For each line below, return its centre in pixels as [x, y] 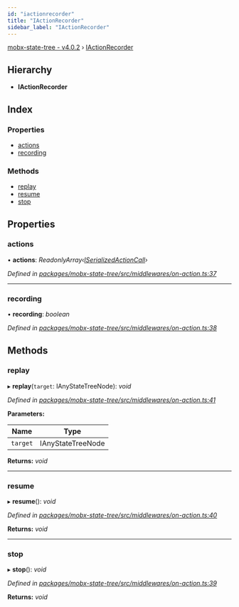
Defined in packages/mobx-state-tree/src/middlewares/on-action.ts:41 [111, 400]
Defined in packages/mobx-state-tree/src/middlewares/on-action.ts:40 [112, 515]
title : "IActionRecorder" [46, 21]
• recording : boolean [38, 315]
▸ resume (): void [32, 502]
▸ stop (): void [27, 569]
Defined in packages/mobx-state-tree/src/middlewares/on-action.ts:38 [112, 328]
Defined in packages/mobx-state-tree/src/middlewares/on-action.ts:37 [112, 273]
